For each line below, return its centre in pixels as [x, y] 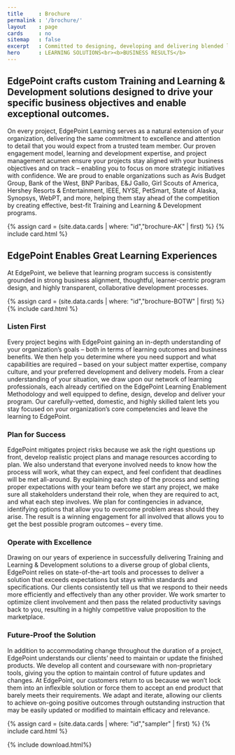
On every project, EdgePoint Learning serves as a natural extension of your [115, 131]
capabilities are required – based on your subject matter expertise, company [117, 364]
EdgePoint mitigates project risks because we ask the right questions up [111, 450]
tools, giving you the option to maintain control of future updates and [106, 672]
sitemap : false [34, 40]
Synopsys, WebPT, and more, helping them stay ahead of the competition [114, 198]
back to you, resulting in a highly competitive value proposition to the [107, 609]
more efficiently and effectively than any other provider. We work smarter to [116, 595]
